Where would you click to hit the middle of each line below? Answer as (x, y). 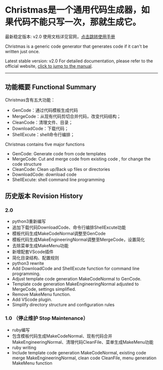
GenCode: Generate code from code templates (59, 153)
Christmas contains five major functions (45, 144)
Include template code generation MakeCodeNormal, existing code (79, 352)
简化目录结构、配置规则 (35, 258)
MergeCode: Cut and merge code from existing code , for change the (81, 159)
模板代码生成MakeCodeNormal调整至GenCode (59, 234)
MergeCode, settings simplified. (44, 289)
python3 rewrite (28, 263)
